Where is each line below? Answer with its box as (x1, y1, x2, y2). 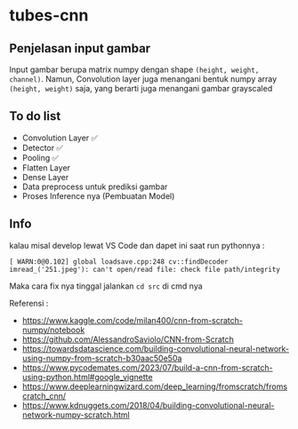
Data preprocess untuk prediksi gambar (21, 181, 168, 192)
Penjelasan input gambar (9, 41, 151, 56)
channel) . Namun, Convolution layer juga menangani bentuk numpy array (9, 74, 278, 84)
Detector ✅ (21, 142, 64, 153)
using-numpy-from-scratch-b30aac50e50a (21, 353, 182, 363)
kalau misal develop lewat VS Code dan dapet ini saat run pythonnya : (9, 240, 265, 250)
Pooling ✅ (21, 152, 60, 163)
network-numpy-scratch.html (21, 409, 131, 420)
